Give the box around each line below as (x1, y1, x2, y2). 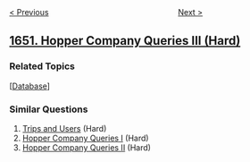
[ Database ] (9, 81, 51, 91)
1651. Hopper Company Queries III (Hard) (9, 33, 241, 48)
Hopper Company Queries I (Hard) (21, 132, 149, 143)
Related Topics (9, 60, 76, 72)
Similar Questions (9, 103, 88, 115)
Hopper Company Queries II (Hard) (21, 141, 152, 153)
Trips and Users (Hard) (21, 123, 107, 133)
